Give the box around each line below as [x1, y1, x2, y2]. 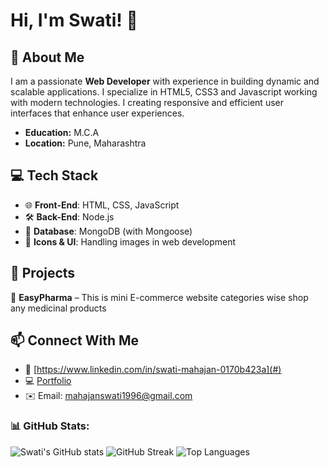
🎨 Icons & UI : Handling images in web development [24, 235, 237, 248]
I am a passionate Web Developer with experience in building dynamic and [10, 75, 320, 87]
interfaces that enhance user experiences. [10, 107, 185, 119]
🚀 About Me [10, 49, 85, 66]
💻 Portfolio [24, 375, 72, 387]
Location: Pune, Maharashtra [24, 137, 147, 149]
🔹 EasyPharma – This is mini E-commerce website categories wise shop [10, 291, 309, 303]
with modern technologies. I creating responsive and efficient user [10, 97, 284, 108]
